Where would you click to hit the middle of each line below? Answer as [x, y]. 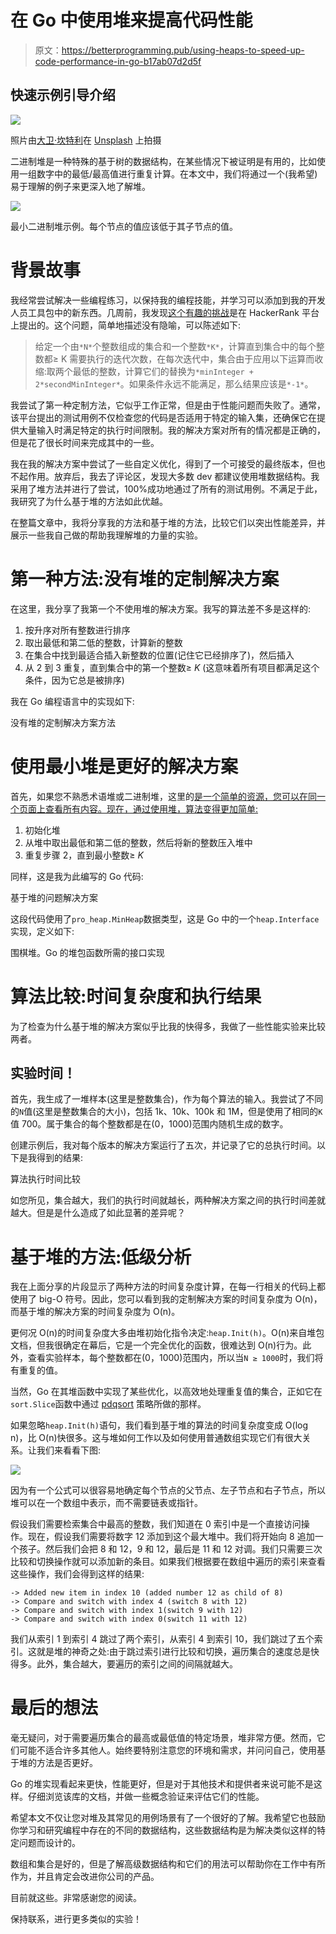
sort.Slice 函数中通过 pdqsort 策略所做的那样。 [108, 1404]
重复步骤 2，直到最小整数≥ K [84, 855]
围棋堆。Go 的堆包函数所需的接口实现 [87, 952]
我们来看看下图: [69, 1450]
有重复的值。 [36, 1370]
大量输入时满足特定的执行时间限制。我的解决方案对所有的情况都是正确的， [172, 430]
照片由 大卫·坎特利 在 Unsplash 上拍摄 [86, 140]
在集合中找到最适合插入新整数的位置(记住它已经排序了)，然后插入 [159, 655]
